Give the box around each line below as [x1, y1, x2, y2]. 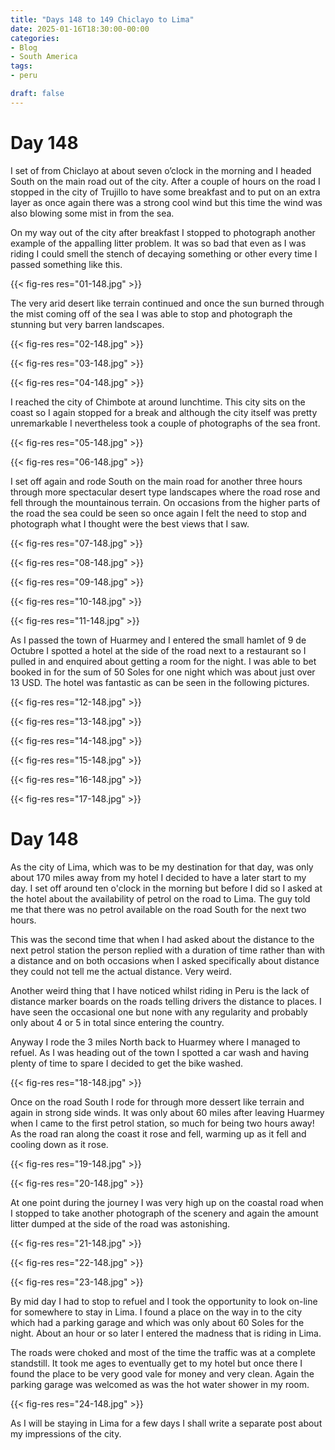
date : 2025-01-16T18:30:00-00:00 [10, 24, 150, 34]
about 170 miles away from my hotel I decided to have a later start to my [10, 871, 307, 883]
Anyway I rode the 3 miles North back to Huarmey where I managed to [10, 1036, 301, 1048]
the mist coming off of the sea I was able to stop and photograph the [10, 307, 293, 320]
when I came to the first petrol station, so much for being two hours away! [10, 1117, 315, 1129]
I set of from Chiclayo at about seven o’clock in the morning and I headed [10, 164, 312, 176]
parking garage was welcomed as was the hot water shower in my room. [10, 1378, 310, 1390]
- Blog [10, 42, 38, 53]
